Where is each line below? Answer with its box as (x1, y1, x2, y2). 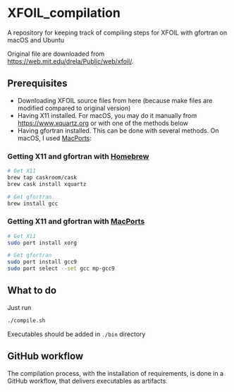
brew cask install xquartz (7, 180, 87, 188)
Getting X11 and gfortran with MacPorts (7, 217, 145, 227)
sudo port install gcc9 (7, 259, 78, 266)
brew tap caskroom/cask (7, 174, 78, 181)
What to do (7, 285, 57, 297)
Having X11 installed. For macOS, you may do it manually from (17, 111, 197, 119)
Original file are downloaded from (7, 49, 105, 58)
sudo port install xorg (7, 239, 78, 247)
